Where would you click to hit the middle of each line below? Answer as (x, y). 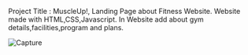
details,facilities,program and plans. (66, 27)
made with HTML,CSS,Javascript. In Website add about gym (106, 19)
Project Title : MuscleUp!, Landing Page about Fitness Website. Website (124, 11)
